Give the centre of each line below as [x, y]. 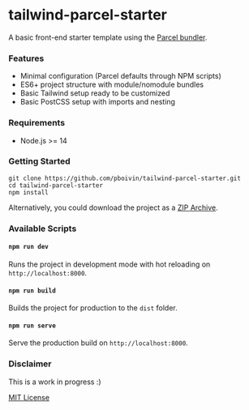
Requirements [37, 123]
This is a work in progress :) [55, 382]
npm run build [32, 290]
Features [26, 58]
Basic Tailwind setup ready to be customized [95, 93]
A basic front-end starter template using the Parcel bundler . [108, 37]
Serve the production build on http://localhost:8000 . [98, 343]
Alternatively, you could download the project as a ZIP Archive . [114, 207]
